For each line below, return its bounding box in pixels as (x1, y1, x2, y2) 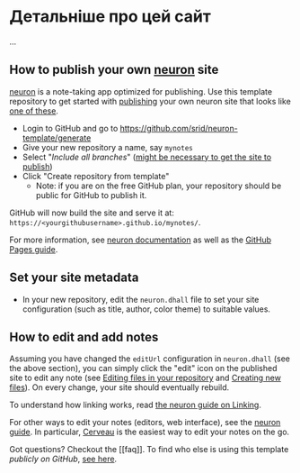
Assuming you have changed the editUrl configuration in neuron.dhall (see (9, 353, 290, 364)
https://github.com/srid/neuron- (119, 123, 238, 133)
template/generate (22, 132, 92, 143)
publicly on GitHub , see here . (9, 453, 118, 465)
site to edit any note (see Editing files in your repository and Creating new (9, 372, 281, 384)
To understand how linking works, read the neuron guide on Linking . (9, 399, 262, 411)
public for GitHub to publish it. (35, 189, 147, 200)
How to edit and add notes (9, 329, 159, 344)
